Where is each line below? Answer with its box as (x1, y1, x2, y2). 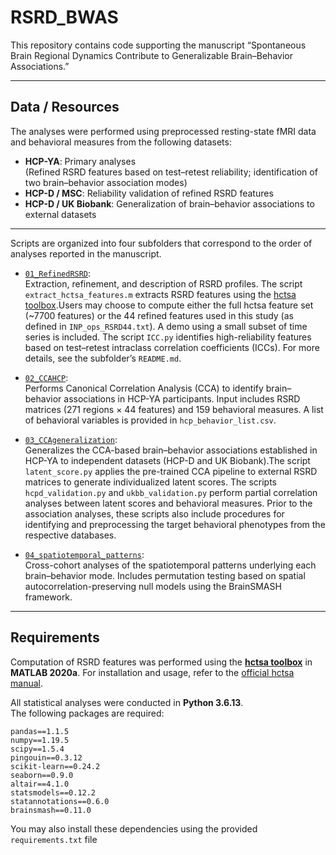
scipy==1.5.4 (10, 744, 65, 754)
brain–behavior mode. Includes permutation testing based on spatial (24, 569, 306, 581)
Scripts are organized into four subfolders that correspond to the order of (10, 237, 313, 249)
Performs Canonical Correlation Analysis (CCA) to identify (24, 382, 264, 394)
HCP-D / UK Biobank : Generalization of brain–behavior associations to (24, 197, 315, 210)
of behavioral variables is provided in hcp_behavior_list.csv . (24, 414, 277, 426)
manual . (10, 677, 43, 689)
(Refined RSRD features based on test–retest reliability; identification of (24, 166, 318, 178)
